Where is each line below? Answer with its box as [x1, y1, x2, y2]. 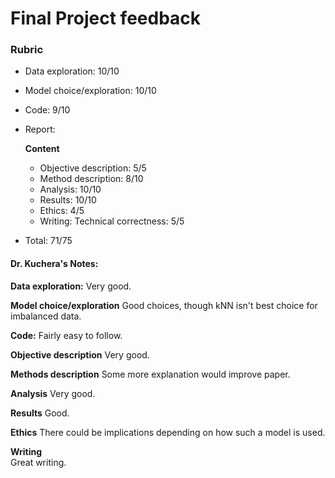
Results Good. [10, 407, 70, 419]
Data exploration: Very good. [10, 280, 132, 292]
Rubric [10, 43, 44, 57]
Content [24, 143, 60, 155]
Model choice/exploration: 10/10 [24, 85, 157, 97]
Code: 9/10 [24, 104, 71, 116]
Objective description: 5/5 [39, 162, 147, 174]
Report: [24, 123, 56, 136]
